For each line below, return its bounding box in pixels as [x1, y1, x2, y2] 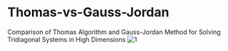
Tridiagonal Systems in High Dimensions [7, 35, 126, 43]
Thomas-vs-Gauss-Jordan [7, 4, 170, 21]
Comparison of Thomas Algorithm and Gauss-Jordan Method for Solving [7, 28, 221, 36]
